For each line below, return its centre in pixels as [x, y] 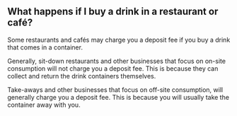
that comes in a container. [45, 47]
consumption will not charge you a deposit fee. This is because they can [113, 68]
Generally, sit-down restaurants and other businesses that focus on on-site [117, 61]
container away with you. [44, 105]
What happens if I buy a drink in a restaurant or [113, 12]
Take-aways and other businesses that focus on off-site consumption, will [115, 89]
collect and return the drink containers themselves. [82, 76]
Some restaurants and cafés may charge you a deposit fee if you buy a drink [119, 40]
